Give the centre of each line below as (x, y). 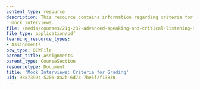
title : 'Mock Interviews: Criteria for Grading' (68, 72)
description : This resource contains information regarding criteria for (100, 17)
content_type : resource (36, 12)
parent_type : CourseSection (41, 61)
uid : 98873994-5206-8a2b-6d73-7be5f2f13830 (61, 78)
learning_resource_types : (38, 39)
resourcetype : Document (36, 67)
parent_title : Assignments (40, 56)
